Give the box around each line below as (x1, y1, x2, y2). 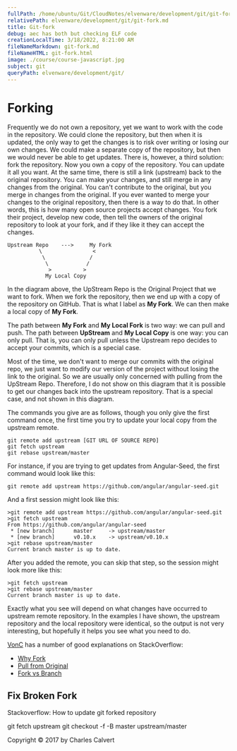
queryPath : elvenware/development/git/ (7, 69, 125, 76)
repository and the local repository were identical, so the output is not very (7, 619, 224, 628)
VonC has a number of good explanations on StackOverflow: (7, 640, 183, 649)
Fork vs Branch (17, 669, 62, 678)
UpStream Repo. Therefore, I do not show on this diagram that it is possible (7, 380, 226, 388)
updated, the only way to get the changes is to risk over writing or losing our (7, 138, 229, 147)
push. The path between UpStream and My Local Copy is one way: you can (7, 329, 229, 337)
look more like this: (7, 566, 62, 575)
